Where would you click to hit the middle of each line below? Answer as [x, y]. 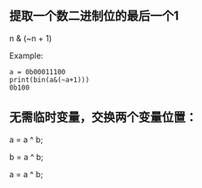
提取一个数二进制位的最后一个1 [94, 16]
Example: [26, 56]
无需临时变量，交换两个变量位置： [103, 118]
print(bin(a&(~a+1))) [50, 80]
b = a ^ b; [26, 157]
